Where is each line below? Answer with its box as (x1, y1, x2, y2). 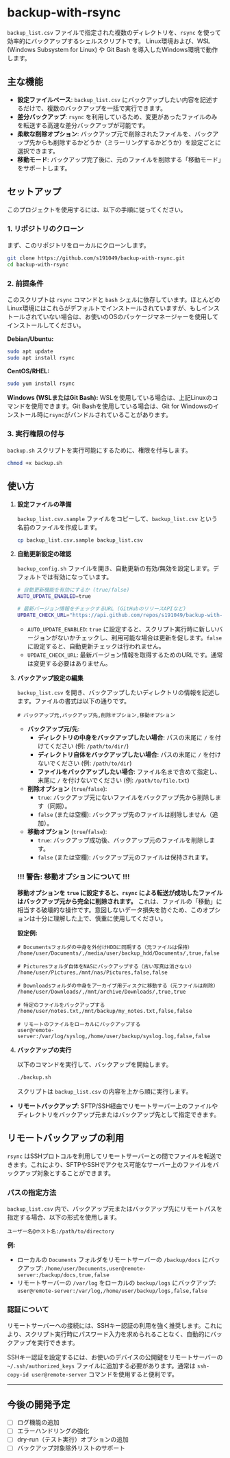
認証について (7, 1305, 49, 1314)
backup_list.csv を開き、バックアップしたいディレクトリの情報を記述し (16, 688, 220, 696)
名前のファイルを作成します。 (16, 523, 101, 531)
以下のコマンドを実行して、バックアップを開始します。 (16, 1060, 172, 1069)
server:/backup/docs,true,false (16, 1272, 110, 1279)
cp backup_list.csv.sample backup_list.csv (16, 536, 144, 544)
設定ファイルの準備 (16, 500, 72, 508)
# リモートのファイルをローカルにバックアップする (16, 1021, 141, 1028)
